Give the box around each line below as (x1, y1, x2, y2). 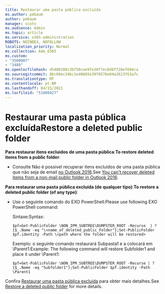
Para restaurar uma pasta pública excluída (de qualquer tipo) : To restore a (5, 184, 159, 190)
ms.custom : (5, 53, 28, 59)
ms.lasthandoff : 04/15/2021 (5, 85, 63, 91)
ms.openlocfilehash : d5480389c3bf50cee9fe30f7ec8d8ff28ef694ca (5, 67, 139, 72)
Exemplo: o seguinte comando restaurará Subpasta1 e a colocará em (12, 241, 153, 247)
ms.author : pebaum (5, 12, 43, 17)
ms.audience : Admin (5, 26, 46, 31)
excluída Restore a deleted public (5, 122, 143, 133)
